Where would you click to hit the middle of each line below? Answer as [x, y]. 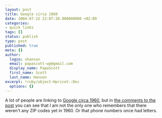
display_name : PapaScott [35, 68]
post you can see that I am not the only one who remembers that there [76, 105]
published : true [21, 46]
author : [13, 55]
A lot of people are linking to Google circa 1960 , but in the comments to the [81, 100]
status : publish [21, 37]
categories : [17, 23]
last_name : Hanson [28, 77]
